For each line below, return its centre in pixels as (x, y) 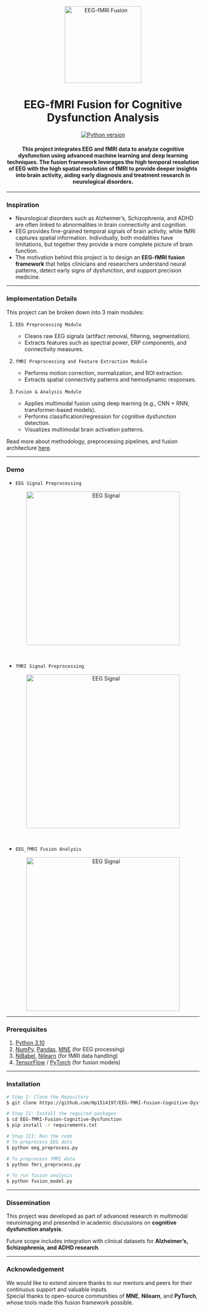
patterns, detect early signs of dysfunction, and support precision (98, 271)
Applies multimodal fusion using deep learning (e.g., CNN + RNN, (107, 403)
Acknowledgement (35, 1270)
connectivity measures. (54, 349)
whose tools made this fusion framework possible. (70, 1302)
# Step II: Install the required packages (61, 1114)
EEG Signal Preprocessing (48, 484)
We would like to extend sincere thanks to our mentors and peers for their (99, 1282)
